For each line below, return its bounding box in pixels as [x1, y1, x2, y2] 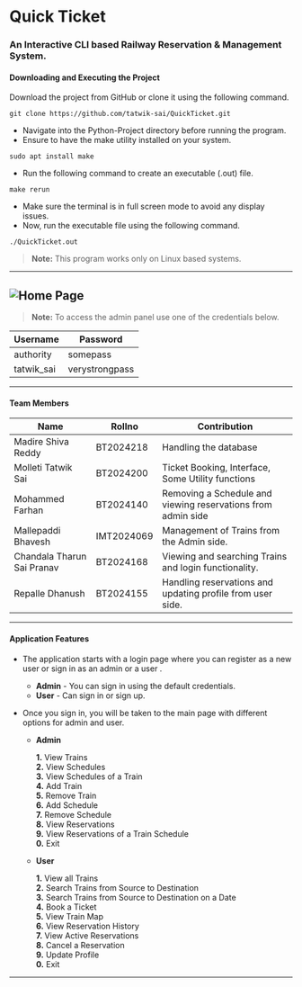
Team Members [9, 398, 69, 408]
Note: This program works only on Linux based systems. [31, 254, 242, 265]
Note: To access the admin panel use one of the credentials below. [31, 312, 280, 323]
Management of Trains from [161, 525, 280, 537]
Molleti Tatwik [13, 462, 73, 474]
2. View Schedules [35, 761, 106, 772]
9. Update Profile [35, 949, 100, 960]
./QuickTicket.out [9, 238, 78, 247]
